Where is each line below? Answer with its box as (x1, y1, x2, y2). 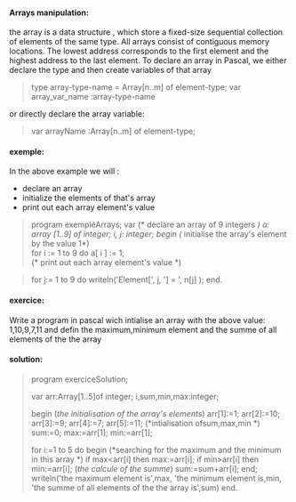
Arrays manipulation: (9, 7, 90, 18)
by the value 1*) (30, 239, 91, 249)
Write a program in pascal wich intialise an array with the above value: (9, 314, 266, 325)
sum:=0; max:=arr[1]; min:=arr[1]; (30, 427, 153, 438)
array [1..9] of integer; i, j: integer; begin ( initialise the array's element (30, 229, 287, 239)
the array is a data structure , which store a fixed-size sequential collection (9, 27, 283, 37)
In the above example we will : (9, 166, 120, 177)
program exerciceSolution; (30, 374, 129, 385)
